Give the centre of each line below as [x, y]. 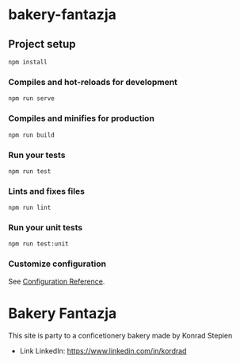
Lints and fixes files [47, 191]
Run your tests [37, 155]
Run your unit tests [46, 228]
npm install [28, 62]
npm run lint [30, 208]
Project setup [42, 44]
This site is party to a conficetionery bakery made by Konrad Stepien [120, 335]
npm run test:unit [38, 244]
